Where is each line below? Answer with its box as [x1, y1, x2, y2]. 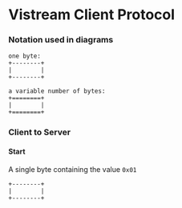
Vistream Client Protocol [8, 6, 175, 24]
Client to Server [8, 126, 71, 138]
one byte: [8, 52, 42, 61]
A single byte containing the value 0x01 [8, 164, 137, 174]
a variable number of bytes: [8, 87, 106, 95]
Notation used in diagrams [8, 34, 114, 46]
